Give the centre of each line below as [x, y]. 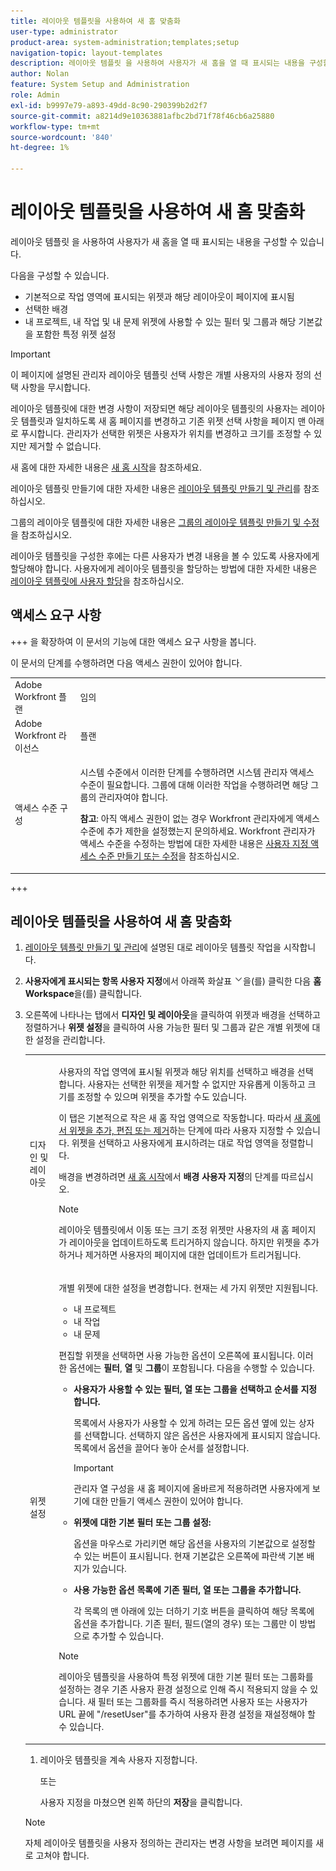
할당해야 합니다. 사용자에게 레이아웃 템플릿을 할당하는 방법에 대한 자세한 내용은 [164, 568]
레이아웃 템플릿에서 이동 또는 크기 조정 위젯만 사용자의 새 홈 [174, 1230]
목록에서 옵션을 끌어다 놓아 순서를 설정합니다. [161, 1448]
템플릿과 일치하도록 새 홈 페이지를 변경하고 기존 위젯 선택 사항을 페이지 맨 [163, 421]
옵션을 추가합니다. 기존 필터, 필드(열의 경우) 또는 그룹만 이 [185, 1624]
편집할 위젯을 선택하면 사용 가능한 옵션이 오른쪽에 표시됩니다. [177, 1356]
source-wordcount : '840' [62, 137]
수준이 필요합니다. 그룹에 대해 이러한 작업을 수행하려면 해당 [194, 784]
